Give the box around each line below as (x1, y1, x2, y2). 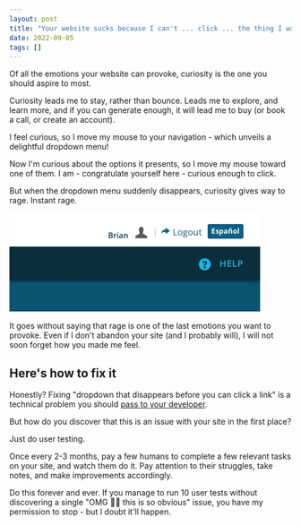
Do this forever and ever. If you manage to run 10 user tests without (9, 487, 258, 498)
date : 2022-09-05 (9, 33, 74, 42)
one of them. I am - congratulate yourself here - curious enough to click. (9, 168, 277, 179)
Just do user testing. (9, 434, 85, 444)
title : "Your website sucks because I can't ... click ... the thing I (9, 23, 282, 33)
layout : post (9, 14, 58, 23)
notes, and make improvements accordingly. (9, 470, 173, 481)
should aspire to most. (9, 78, 92, 89)
